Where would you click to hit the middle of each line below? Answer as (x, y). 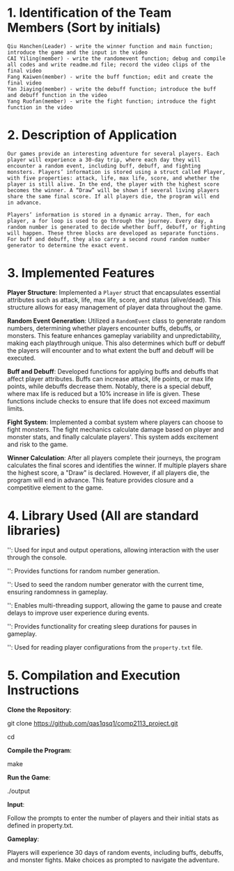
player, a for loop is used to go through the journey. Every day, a (110, 221)
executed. (22, 358)
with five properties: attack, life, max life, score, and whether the (113, 178)
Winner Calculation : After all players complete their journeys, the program (114, 458)
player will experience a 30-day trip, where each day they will (104, 160)
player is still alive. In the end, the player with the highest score (113, 184)
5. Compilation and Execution (94, 675)
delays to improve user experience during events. (78, 613)
